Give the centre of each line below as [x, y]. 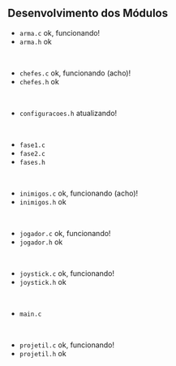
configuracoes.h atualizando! [68, 113]
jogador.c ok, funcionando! [65, 233]
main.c [30, 314]
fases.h [32, 162]
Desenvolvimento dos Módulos [88, 13]
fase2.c [32, 153]
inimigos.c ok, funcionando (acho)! [79, 193]
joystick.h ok [43, 282]
